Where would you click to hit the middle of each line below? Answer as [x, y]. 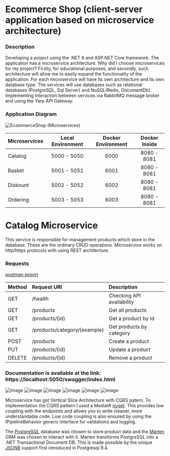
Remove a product [131, 358]
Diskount [18, 185]
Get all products [127, 310]
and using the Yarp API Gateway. [39, 101]
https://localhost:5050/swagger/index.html [60, 379]
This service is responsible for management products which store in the [80, 239]
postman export [22, 275]
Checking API [125, 296]
